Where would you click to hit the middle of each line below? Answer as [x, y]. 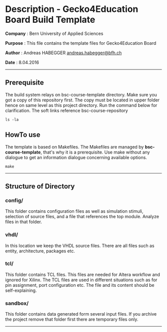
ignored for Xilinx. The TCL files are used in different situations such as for [81, 280]
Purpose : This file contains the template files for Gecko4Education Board [81, 43]
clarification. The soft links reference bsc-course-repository [67, 110]
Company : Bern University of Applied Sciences [54, 33]
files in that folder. [24, 222]
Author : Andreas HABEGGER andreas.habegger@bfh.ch [63, 53]
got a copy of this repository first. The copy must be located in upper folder [83, 100]
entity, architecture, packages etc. [40, 251]
